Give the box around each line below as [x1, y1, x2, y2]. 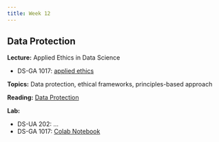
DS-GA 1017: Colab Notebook [17, 128, 101, 136]
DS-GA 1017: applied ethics [17, 67, 94, 75]
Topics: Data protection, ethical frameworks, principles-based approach [7, 80, 213, 88]
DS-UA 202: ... [17, 120, 59, 128]
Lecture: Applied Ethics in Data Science [7, 54, 121, 62]
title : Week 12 [7, 10, 51, 17]
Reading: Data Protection [7, 93, 79, 102]
